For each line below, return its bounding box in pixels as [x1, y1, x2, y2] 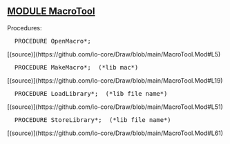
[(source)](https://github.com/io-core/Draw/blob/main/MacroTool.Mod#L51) [7, 103, 223, 111]
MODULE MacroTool [7, 6, 95, 17]
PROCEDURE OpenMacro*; [14, 37, 91, 45]
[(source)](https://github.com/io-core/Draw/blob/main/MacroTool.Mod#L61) [7, 129, 223, 137]
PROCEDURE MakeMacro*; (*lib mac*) [14, 63, 139, 71]
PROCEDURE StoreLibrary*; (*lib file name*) [14, 116, 171, 123]
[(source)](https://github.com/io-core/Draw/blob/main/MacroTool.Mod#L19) [7, 76, 223, 85]
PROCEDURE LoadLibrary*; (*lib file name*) [14, 90, 168, 97]
